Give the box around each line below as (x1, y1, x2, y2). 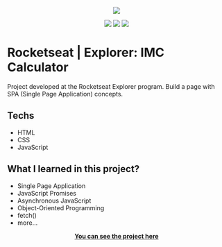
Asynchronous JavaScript (17, 196, 92, 205)
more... (17, 219, 38, 227)
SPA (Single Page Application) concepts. (7, 90, 123, 98)
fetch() (17, 211, 37, 219)
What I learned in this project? (7, 163, 140, 175)
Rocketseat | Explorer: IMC (7, 45, 164, 60)
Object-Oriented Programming (17, 203, 105, 212)
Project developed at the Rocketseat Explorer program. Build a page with (7, 82, 215, 90)
